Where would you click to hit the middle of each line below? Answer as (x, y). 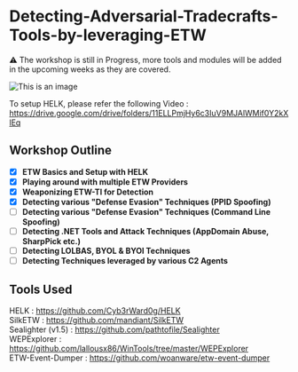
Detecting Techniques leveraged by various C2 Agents (125, 261)
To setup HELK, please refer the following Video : (99, 103)
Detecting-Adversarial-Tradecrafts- (144, 16)
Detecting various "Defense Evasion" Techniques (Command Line (146, 212)
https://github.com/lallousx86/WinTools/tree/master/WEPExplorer (129, 349)
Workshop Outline (61, 150)
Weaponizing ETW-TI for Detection (87, 192)
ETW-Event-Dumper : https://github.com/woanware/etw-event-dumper (140, 358)
